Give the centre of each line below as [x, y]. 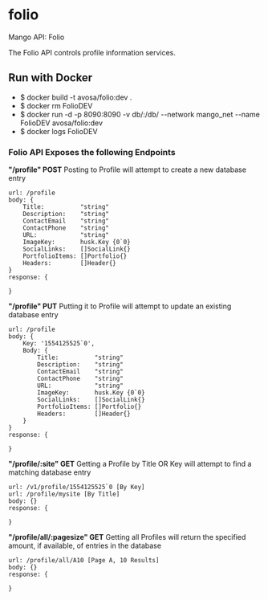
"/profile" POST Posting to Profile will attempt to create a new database [128, 169]
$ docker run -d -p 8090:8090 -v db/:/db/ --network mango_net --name [140, 114]
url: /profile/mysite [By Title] [64, 494]
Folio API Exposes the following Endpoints [92, 152]
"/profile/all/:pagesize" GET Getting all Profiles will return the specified [127, 537]
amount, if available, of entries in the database [85, 546]
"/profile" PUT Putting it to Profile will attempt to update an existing [120, 306]
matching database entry [50, 472]
